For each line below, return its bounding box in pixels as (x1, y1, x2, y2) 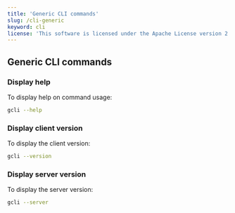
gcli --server (7, 199, 49, 206)
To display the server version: (7, 186, 94, 194)
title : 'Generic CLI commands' (7, 10, 99, 18)
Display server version (7, 169, 87, 179)
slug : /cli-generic (7, 17, 65, 24)
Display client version (7, 123, 83, 133)
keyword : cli (7, 23, 46, 30)
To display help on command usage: (7, 93, 113, 101)
